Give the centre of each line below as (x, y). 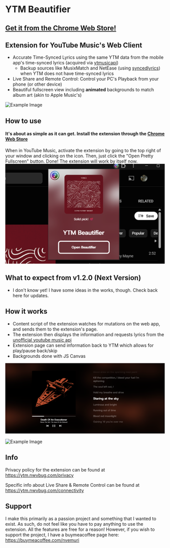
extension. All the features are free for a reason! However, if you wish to (80, 529)
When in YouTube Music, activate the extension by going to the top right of (83, 150)
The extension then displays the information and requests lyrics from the (88, 334)
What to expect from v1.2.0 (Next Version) (73, 278)
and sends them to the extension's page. (55, 329)
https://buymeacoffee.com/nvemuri (42, 540)
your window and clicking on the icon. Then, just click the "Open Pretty (79, 156)
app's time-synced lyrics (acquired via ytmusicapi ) (66, 63)
